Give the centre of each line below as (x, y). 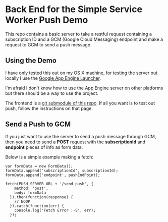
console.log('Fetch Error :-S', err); (55, 210)
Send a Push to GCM (38, 124)
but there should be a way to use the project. (52, 93)
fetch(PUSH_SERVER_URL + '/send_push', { (49, 184)
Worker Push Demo (47, 20)
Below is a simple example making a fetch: (49, 157)
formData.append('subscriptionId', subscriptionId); (62, 171)
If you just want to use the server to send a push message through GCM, (81, 136)
